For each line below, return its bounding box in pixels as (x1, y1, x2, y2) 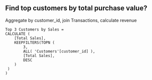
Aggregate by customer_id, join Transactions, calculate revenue (5, 17, 137, 23)
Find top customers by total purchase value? (5, 4, 147, 12)
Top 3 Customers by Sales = (5, 27, 64, 32)
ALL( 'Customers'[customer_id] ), (23, 48, 95, 54)
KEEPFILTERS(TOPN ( (14, 40, 55, 45)
